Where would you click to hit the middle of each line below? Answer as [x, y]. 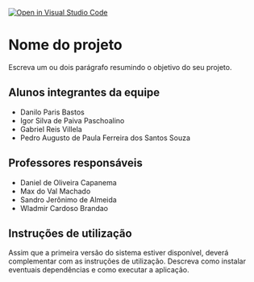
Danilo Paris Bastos [52, 112]
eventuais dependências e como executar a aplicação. [99, 270]
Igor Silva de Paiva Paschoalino [72, 120]
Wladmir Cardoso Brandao [64, 208]
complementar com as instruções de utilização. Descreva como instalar [127, 261]
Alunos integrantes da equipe [84, 93]
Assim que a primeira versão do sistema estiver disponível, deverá [119, 253]
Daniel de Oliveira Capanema [68, 182]
